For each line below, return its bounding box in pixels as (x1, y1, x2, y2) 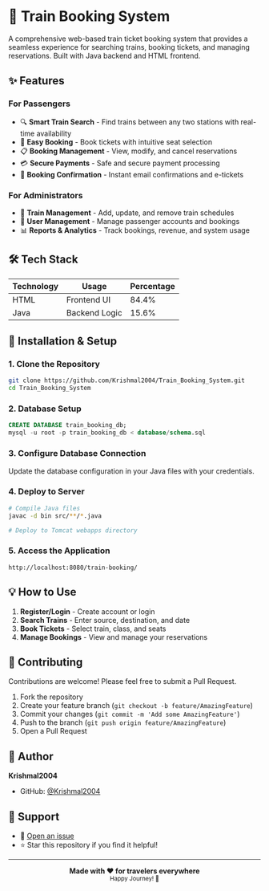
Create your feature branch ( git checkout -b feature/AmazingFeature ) (19, 701, 254, 710)
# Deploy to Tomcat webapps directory (8, 526, 138, 535)
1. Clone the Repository (8, 359, 100, 370)
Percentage (130, 280, 176, 291)
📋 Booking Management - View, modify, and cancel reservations (19, 146, 238, 156)
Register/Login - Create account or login (19, 606, 155, 616)
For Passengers (8, 98, 70, 109)
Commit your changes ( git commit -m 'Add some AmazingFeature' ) (19, 710, 240, 719)
